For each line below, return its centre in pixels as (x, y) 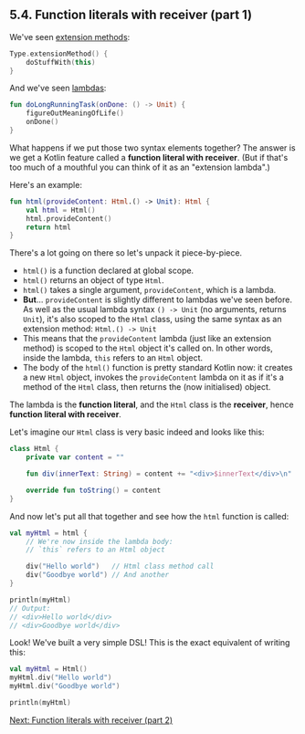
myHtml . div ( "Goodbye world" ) (65, 687)
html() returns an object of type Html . (93, 280)
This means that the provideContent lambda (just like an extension (147, 339)
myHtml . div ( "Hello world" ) (61, 678)
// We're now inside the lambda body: (100, 541)
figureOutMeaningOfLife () (75, 113)
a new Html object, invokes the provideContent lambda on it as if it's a (153, 377)
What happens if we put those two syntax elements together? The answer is (152, 147)
